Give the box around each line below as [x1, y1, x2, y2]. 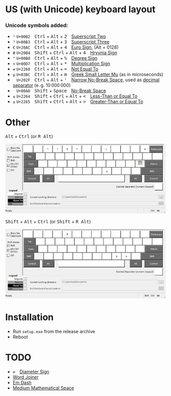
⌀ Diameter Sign [12, 368, 49, 375]
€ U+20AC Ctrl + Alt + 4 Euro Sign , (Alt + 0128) [12, 44, 119, 51]
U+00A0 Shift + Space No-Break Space [16, 88, 106, 94]
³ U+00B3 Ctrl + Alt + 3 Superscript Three [12, 39, 109, 45]
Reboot [12, 334, 28, 340]
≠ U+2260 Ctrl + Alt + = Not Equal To [12, 66, 98, 72]
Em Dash [12, 379, 32, 385]
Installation [5, 312, 54, 323]
